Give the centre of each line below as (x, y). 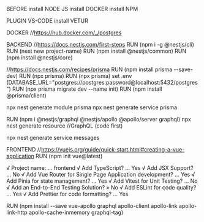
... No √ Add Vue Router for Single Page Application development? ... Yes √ (101, 174)
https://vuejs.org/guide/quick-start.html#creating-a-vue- (113, 149)
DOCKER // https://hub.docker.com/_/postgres (64, 33)
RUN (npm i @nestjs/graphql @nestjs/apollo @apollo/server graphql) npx (99, 119)
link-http (17, 212)
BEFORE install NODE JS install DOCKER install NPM (72, 9)
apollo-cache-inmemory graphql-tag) (76, 212)
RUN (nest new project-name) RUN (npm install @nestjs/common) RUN (96, 51)
